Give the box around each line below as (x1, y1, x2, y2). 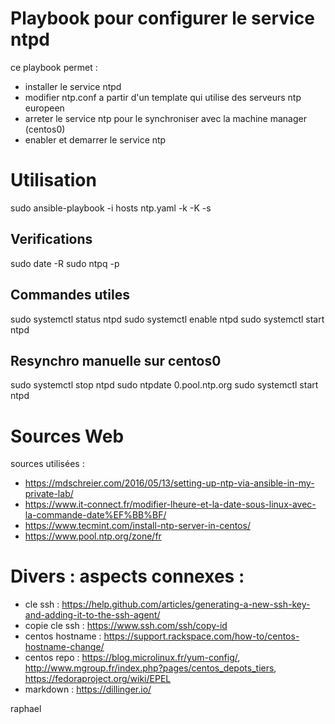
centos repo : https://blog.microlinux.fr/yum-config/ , (24, 652, 241, 664)
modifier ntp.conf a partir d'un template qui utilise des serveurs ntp (24, 91, 302, 103)
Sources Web (10, 425, 125, 447)
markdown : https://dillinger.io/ (24, 683, 152, 696)
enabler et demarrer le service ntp (24, 133, 167, 146)
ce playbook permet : (10, 61, 98, 73)
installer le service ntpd (24, 80, 122, 92)
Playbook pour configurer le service (10, 7, 315, 30)
